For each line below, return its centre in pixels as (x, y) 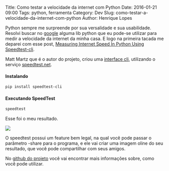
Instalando (17, 76)
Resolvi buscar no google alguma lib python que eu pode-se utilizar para (81, 33)
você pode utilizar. (25, 164)
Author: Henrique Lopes (107, 18)
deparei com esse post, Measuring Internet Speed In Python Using (75, 44)
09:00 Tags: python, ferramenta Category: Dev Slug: (60, 13)
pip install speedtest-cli (34, 87)
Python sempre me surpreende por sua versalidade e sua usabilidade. (78, 28)
